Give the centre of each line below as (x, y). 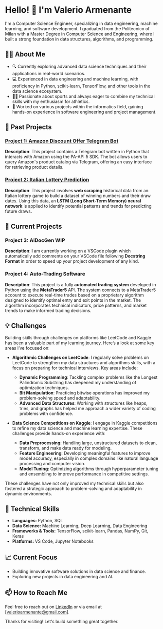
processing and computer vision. (52, 463)
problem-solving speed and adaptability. (60, 398)
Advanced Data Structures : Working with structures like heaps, (83, 403)
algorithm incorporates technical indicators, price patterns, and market (76, 305)
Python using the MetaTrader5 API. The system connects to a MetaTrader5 (81, 290)
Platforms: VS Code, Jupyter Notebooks (53, 541)
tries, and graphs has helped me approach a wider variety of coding (88, 408)
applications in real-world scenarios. (49, 73)
